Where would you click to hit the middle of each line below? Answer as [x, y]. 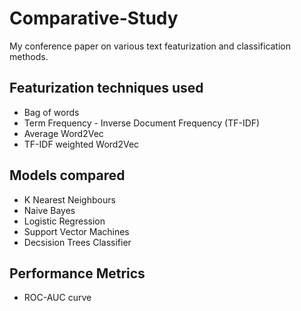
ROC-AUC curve [57, 298]
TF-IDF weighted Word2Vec [81, 144]
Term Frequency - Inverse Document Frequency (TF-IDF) [142, 123]
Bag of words [51, 112]
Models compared [67, 175]
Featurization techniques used [106, 88]
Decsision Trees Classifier [77, 242]
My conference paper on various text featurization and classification [150, 46]
